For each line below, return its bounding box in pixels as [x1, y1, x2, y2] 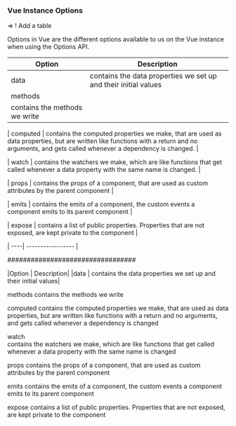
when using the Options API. [7, 43, 90, 51]
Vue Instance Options [7, 6, 83, 15]
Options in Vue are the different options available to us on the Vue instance [7, 35, 225, 44]
